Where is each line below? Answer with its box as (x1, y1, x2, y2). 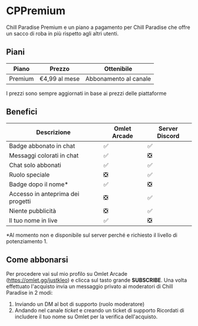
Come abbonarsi (6, 255, 68, 265)
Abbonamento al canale (85, 74, 151, 83)
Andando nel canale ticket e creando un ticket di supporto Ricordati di (14, 307, 184, 314)
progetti (9, 197, 31, 205)
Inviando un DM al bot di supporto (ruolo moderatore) (14, 301, 145, 308)
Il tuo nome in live (9, 216, 58, 224)
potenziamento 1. (6, 237, 48, 244)
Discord (157, 132, 180, 140)
